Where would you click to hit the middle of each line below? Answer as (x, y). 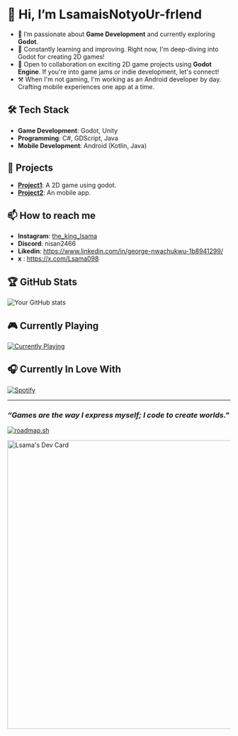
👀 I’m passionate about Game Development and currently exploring (116, 34)
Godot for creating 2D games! (61, 57)
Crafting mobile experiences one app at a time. (86, 86)
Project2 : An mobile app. (54, 192)
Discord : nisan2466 (47, 244)
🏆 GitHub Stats (42, 282)
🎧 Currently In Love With (64, 369)
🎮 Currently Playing (53, 325)
